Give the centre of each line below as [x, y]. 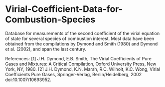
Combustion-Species [50, 20]
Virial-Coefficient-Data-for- [64, 9]
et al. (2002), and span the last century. [46, 49]
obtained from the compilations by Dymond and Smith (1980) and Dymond [82, 43]
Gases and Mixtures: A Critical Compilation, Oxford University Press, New [81, 64]
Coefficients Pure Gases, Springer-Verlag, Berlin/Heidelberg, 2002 [74, 74]
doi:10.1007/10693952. [28, 80]
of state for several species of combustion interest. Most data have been [80, 39]
